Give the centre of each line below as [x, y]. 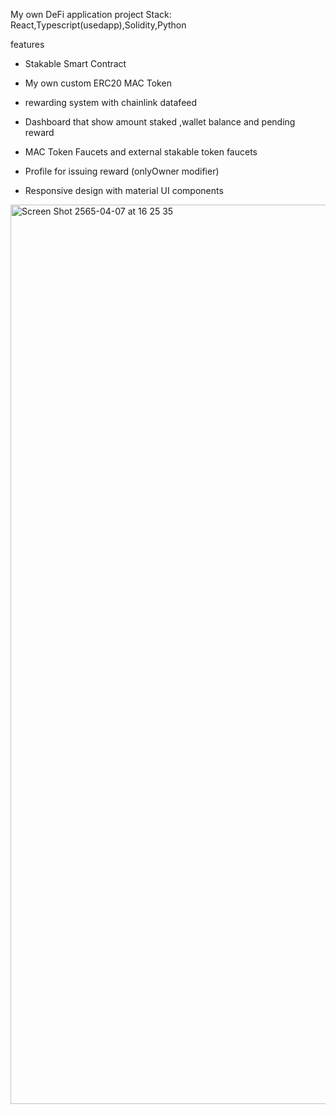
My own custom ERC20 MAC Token [98, 83]
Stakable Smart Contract [75, 63]
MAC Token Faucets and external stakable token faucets [141, 152]
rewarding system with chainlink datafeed [111, 102]
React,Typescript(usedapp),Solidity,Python [98, 25]
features [27, 44]
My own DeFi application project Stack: [91, 14]
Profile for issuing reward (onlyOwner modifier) [122, 171]
